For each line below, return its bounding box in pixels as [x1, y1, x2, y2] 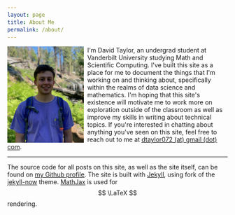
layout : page [7, 11, 45, 18]
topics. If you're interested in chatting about [87, 120, 213, 129]
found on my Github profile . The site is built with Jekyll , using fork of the [7, 170, 215, 179]
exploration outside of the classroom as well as [87, 106, 223, 114]
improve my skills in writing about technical [87, 113, 212, 122]
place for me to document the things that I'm [87, 69, 215, 77]
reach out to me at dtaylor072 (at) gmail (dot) [87, 135, 218, 144]
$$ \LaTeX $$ [97, 189, 138, 197]
